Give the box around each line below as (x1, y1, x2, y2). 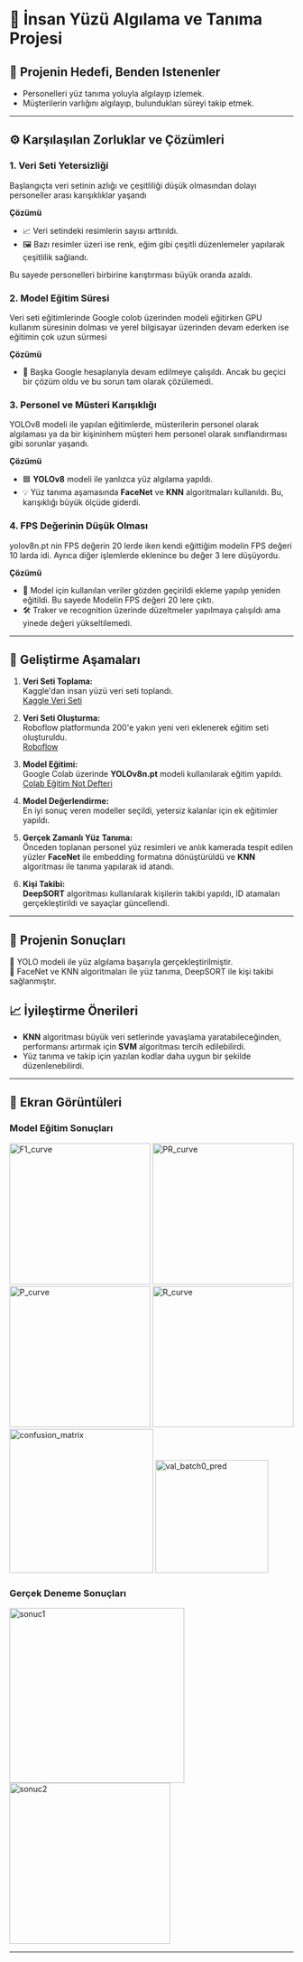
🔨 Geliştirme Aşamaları (9, 651, 141, 668)
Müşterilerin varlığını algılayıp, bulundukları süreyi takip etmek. (22, 98, 254, 108)
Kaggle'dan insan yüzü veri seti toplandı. (22, 686, 174, 696)
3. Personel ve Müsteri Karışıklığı (9, 398, 157, 411)
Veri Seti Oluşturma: (22, 713, 101, 724)
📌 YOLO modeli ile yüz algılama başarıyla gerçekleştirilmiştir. (9, 957, 234, 967)
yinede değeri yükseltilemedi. (22, 617, 133, 628)
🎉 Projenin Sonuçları (9, 932, 126, 948)
